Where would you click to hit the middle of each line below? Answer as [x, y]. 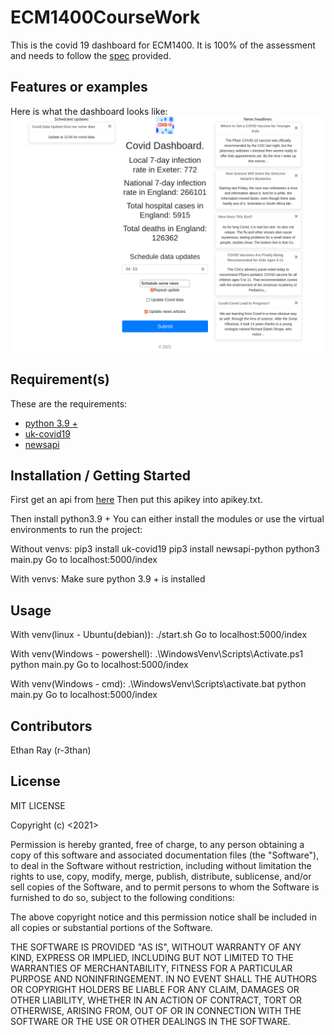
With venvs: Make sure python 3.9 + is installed [108, 579]
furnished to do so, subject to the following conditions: [122, 897]
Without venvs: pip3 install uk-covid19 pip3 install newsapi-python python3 [165, 549]
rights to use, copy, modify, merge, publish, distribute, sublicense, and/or [161, 876]
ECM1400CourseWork [105, 17]
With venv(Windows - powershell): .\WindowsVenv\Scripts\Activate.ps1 [157, 654]
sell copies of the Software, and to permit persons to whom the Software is [165, 887]
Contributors [51, 726]
